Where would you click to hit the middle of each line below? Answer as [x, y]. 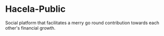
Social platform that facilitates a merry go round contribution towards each [82, 23]
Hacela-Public [36, 9]
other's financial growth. [30, 28]
